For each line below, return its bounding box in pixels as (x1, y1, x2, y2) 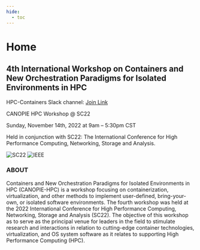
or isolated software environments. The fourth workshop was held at (19, 199, 189, 206)
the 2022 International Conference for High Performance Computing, (6, 205, 177, 212)
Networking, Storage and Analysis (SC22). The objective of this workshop (6, 211, 189, 218)
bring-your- (157, 192, 187, 199)
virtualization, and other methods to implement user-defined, (6, 192, 157, 199)
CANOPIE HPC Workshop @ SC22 (6, 110, 91, 117)
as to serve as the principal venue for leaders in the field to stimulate (6, 218, 175, 225)
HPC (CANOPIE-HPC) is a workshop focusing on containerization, (6, 186, 169, 193)
